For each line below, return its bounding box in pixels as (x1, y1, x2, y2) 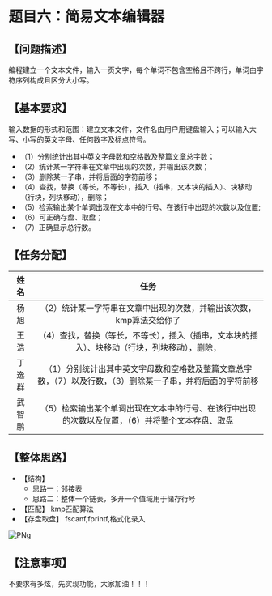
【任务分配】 (8, 249, 73, 262)
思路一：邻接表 (32, 483, 83, 494)
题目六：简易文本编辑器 (8, 7, 165, 26)
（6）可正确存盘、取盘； (19, 212, 104, 222)
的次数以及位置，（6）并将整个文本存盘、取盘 (62, 415, 235, 426)
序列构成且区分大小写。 (15, 75, 94, 85)
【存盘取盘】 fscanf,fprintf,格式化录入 (19, 514, 146, 524)
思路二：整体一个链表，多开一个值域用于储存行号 (32, 494, 196, 504)
